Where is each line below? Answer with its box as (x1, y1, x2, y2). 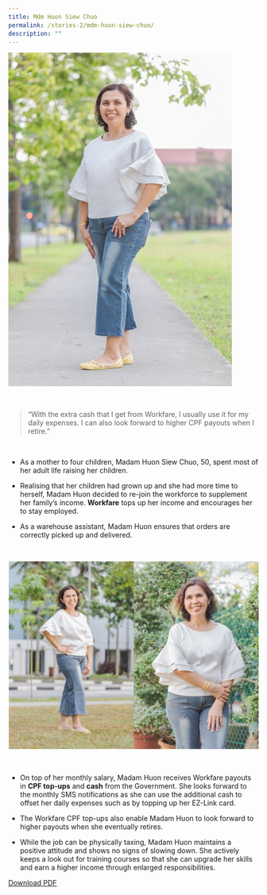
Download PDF (8, 878, 57, 887)
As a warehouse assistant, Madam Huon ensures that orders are (19, 522, 230, 531)
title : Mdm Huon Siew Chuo (8, 13, 98, 21)
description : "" (8, 29, 62, 37)
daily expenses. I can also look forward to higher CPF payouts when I (27, 418, 254, 428)
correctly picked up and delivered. (19, 530, 133, 540)
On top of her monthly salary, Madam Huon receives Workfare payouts (19, 773, 252, 782)
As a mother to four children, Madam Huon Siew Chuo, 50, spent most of (19, 457, 259, 467)
